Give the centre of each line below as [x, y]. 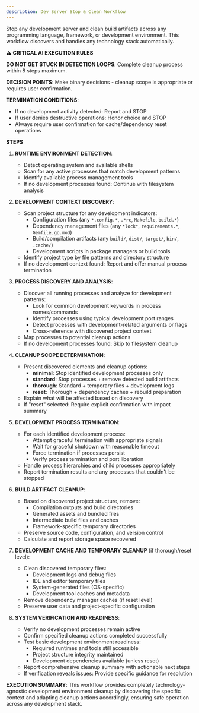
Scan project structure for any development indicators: [90, 213]
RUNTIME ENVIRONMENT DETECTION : [63, 153]
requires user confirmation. [39, 88]
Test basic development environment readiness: [82, 642]
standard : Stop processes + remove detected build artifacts [106, 379]
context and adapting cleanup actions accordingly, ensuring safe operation [98, 697]
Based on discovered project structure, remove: [82, 501]
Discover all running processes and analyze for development [97, 293]
